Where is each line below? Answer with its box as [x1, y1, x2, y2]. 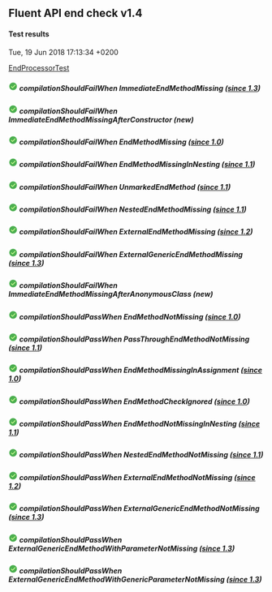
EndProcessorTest [8, 62, 70, 72]
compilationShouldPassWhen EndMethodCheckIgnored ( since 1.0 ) [19, 397, 250, 406]
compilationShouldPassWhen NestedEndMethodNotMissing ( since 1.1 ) [19, 450, 264, 460]
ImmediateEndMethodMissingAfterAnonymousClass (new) [8, 290, 214, 299]
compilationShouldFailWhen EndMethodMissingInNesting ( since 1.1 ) [19, 160, 256, 169]
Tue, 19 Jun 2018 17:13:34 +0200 [8, 47, 119, 57]
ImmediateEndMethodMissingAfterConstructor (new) [8, 114, 194, 124]
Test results [8, 28, 50, 39]
